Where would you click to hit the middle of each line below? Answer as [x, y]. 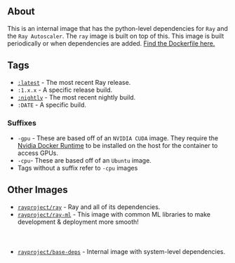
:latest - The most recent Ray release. [74, 82]
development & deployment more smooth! [78, 222]
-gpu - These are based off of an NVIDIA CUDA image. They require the [118, 138]
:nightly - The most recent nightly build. [76, 97]
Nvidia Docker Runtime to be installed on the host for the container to [117, 145]
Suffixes [22, 123]
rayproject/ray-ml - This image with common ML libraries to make [114, 214]
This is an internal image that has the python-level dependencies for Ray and [117, 28]
